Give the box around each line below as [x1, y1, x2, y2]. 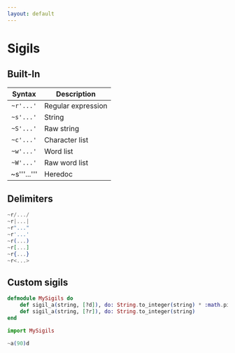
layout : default [7, 10, 55, 18]
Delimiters [7, 193, 54, 205]
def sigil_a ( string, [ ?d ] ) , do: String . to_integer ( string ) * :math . [20, 302, 224, 309]
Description [55, 89, 96, 99]
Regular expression [44, 101, 108, 111]
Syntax [11, 89, 36, 99]
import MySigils [7, 327, 55, 334]
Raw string [44, 123, 80, 133]
